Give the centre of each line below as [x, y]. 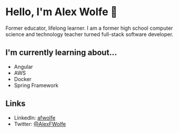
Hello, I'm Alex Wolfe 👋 [62, 12]
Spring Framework [36, 85]
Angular [23, 66]
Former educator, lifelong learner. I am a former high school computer [89, 28]
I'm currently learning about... [61, 53]
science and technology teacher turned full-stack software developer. [89, 34]
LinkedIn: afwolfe [35, 118]
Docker [23, 79]
